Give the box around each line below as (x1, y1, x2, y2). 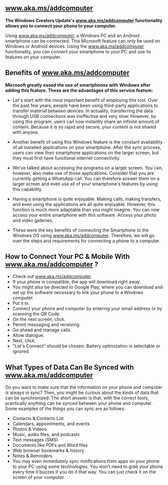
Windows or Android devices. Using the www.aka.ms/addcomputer (5, 43, 144, 49)
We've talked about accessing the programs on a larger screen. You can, (12, 165, 163, 171)
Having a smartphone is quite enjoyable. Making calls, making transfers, (12, 196, 161, 202)
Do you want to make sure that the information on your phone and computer (5, 384, 162, 390)
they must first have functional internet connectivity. (12, 155, 120, 161)
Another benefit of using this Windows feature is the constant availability (12, 138, 163, 145)
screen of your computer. (12, 474, 65, 480)
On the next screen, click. (12, 316, 66, 322)
